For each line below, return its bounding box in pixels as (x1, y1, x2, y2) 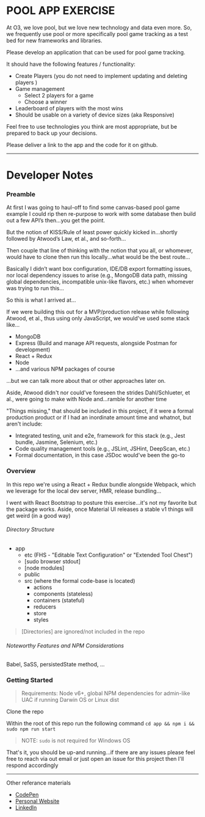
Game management (15, 85, 65, 92)
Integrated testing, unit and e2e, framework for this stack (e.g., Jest (15, 432, 185, 440)
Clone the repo (6, 708, 44, 715)
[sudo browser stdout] (24, 557, 81, 565)
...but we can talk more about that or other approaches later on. (6, 377, 166, 385)
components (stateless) (33, 590, 93, 598)
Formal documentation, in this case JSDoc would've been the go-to (15, 452, 185, 459)
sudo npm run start (6, 726, 56, 732)
